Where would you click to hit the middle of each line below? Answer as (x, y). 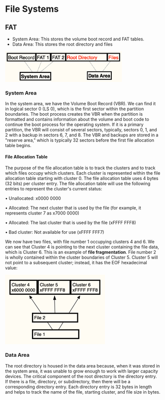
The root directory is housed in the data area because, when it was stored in (82, 366)
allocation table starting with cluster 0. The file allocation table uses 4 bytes (82, 178)
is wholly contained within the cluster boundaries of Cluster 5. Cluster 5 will (82, 257)
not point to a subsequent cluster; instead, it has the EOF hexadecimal (76, 262)
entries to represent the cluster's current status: (54, 188)
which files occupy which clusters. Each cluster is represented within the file (83, 173)
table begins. (18, 146)
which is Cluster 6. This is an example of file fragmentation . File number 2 (81, 252)
